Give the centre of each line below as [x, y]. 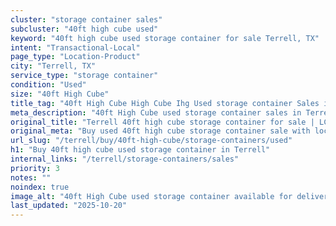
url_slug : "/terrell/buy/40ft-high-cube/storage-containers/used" [151, 141]
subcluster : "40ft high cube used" [84, 29]
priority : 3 [35, 168]
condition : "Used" [48, 85]
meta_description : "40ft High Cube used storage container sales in [156, 112]
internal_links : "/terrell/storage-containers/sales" [125, 159]
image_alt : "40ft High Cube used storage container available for [151, 196]
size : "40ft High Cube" [60, 94]
